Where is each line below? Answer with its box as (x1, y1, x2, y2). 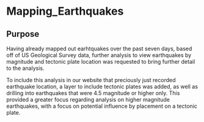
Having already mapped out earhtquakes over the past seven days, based (6, 45, 192, 52)
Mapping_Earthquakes (6, 4, 124, 18)
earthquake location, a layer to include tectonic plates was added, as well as (6, 83, 199, 90)
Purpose (6, 29, 40, 39)
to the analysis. (6, 64, 45, 72)
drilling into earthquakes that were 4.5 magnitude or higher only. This (6, 90, 180, 96)
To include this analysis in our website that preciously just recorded (6, 77, 176, 83)
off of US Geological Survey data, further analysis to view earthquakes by (6, 51, 192, 59)
